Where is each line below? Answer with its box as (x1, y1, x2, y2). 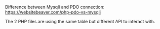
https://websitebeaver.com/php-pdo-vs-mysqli (5, 9, 101, 15)
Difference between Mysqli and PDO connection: (5, 4, 105, 10)
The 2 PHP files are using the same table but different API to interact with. (5, 19, 156, 24)
